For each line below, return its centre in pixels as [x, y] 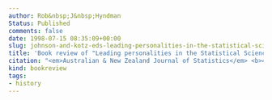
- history [25, 83]
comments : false [36, 31]
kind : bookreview [38, 69]
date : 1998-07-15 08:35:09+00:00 [65, 38]
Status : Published [39, 23]
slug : [17, 46]
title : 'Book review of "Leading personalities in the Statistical [125, 53]
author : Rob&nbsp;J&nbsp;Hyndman [65, 16]
